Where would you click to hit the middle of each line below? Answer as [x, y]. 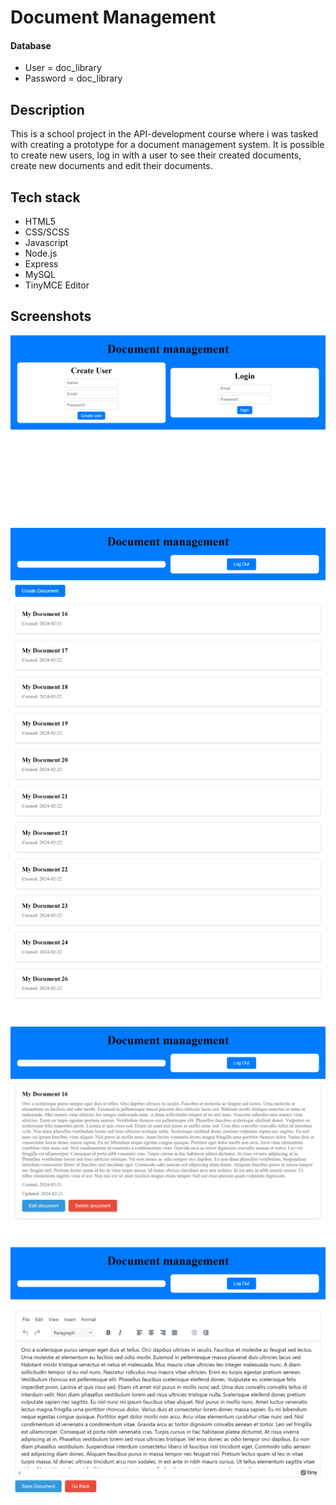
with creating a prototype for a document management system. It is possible [167, 145]
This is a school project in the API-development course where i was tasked [164, 134]
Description [47, 109]
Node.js [41, 253]
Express [41, 264]
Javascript [46, 243]
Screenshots [51, 316]
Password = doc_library [73, 78]
